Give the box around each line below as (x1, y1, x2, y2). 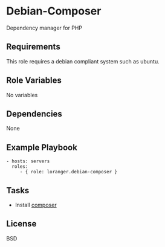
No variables (6, 91, 38, 98)
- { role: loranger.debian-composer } (19, 169, 118, 175)
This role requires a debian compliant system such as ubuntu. (6, 57, 160, 65)
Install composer (15, 201, 57, 208)
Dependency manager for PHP (6, 24, 83, 31)
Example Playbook (6, 142, 77, 152)
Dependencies (6, 109, 62, 119)
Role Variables (6, 75, 62, 86)
